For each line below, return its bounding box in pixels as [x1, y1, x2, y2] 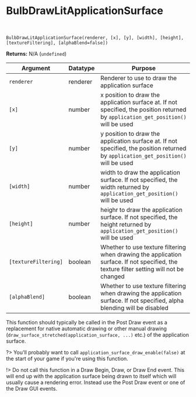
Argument [21, 64, 51, 72]
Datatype [68, 64, 95, 72]
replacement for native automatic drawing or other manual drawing [6, 325, 167, 332]
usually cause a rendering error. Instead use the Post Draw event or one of [6, 379, 185, 386]
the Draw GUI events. [6, 385, 57, 392]
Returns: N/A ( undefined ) [6, 50, 67, 57]
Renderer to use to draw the [100, 74, 177, 82]
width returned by [100, 183, 150, 191]
